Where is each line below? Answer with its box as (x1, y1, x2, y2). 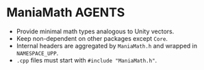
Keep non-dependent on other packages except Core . (16, 34, 168, 42)
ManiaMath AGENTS (6, 5, 125, 20)
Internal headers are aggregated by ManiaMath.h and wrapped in (16, 41, 198, 50)
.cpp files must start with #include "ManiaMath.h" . (16, 56, 157, 64)
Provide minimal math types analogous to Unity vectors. (16, 27, 175, 35)
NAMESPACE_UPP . (16, 49, 59, 57)
